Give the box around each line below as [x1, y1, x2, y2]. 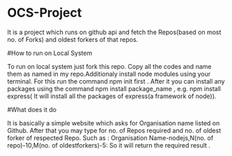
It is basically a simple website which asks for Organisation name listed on [7, 118, 220, 127]
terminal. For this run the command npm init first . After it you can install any [7, 77, 225, 85]
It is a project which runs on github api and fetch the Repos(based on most [7, 28, 222, 36]
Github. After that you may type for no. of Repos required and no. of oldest [7, 126, 222, 134]
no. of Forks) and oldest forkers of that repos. [7, 35, 139, 43]
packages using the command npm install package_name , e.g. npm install [7, 84, 222, 93]
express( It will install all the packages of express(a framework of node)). [7, 92, 217, 100]
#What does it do [7, 105, 57, 114]
